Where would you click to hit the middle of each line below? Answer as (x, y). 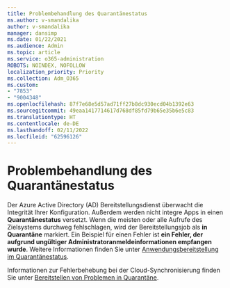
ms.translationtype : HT (42, 117)
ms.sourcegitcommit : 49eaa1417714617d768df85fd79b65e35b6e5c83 (101, 111)
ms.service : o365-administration (56, 59)
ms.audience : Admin (35, 46)
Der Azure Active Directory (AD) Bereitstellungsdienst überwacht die (105, 205)
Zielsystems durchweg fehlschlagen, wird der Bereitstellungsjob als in (107, 227)
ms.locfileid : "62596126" (44, 136)
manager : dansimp (32, 33)
